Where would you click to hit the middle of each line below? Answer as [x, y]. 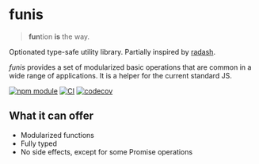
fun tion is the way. [59, 36]
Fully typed [39, 143]
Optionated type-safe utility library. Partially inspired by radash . [112, 51]
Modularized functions [57, 135]
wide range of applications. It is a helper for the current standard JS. [120, 75]
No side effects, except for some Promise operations [107, 151]
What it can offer [51, 116]
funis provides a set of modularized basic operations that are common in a [130, 67]
